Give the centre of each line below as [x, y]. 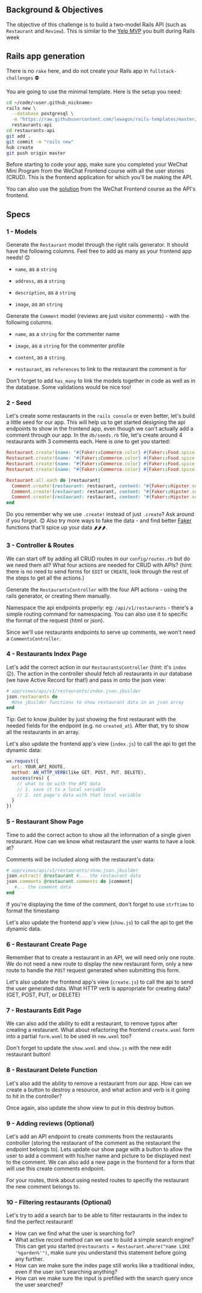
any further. [29, 1259]
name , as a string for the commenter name [67, 334]
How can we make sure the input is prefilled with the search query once [104, 1279]
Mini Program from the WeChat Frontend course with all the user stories [95, 171]
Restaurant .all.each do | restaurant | [54, 480]
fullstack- [163, 71]
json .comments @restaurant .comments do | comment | [70, 882]
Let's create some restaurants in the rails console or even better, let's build [101, 416]
